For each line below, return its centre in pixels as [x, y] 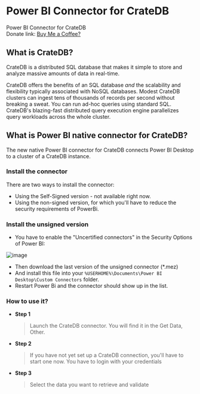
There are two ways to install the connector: [60, 184]
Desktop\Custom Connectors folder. [57, 279]
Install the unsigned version [47, 224]
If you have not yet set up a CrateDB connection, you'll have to [107, 355]
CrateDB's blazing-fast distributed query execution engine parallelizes [93, 110]
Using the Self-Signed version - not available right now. [83, 196]
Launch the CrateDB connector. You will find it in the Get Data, [106, 326]
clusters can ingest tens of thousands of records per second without [90, 97]
